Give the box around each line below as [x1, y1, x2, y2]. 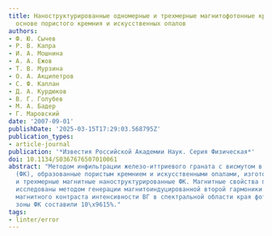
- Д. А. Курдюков [8, 87, 67, 96]
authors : [8, 27, 38, 35]
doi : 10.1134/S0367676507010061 [8, 155, 117, 163]
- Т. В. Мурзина [8, 65, 63, 73]
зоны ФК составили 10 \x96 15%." [15, 200, 121, 208]
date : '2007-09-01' [8, 118, 74, 126]
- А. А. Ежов [8, 58, 53, 66]
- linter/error [8, 216, 60, 224]
